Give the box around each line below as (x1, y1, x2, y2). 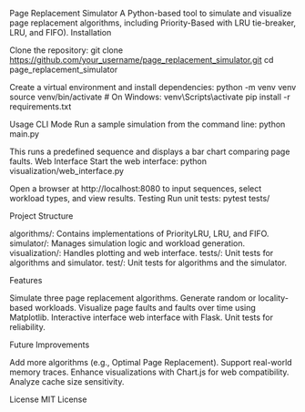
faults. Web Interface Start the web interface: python (9, 156, 208, 167)
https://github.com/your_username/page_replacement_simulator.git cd (9, 55, 274, 65)
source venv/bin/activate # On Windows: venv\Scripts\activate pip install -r (9, 91, 290, 102)
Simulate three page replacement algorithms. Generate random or (9, 293, 257, 304)
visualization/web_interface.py (9, 166, 125, 176)
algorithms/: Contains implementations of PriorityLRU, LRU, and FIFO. (9, 228, 269, 239)
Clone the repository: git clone (9, 45, 124, 56)
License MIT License (9, 394, 87, 405)
